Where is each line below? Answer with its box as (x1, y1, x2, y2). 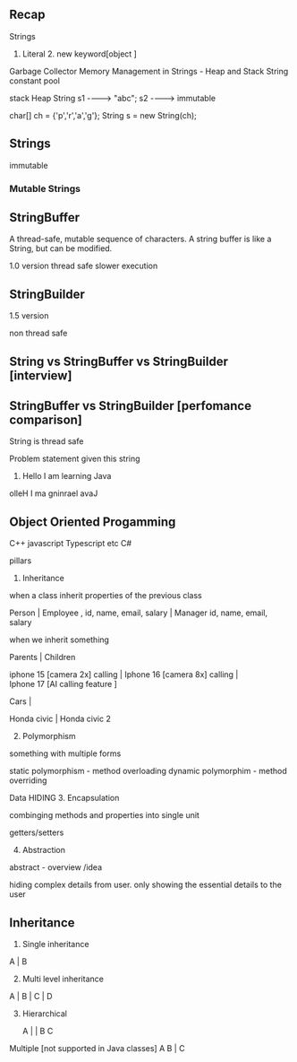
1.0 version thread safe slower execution (9, 260, 158, 272)
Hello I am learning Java (21, 471, 112, 482)
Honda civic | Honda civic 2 (9, 713, 112, 725)
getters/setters (9, 827, 64, 838)
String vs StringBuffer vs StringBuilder (9, 353, 229, 369)
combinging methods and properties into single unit (9, 810, 199, 821)
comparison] (9, 412, 82, 427)
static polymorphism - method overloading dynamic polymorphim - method (9, 766, 288, 777)
